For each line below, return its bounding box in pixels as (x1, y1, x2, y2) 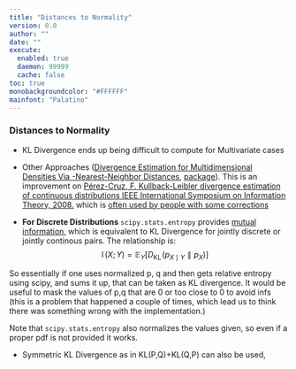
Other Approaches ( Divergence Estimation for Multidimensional (21, 161, 253, 173)
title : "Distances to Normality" (9, 12, 133, 22)
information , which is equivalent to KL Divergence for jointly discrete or (21, 226, 281, 236)
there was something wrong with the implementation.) (9, 306, 206, 317)
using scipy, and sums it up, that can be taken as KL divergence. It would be (9, 278, 286, 288)
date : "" (9, 37, 42, 47)
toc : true (9, 79, 46, 88)
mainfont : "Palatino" (9, 95, 89, 104)
